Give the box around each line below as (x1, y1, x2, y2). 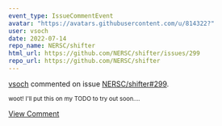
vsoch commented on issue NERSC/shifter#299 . (8, 78, 170, 89)
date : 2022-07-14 (8, 34, 67, 43)
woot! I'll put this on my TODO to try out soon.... (8, 94, 140, 103)
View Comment (8, 108, 60, 118)
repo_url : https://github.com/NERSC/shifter (8, 57, 161, 65)
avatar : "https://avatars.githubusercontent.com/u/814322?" (8, 19, 216, 27)
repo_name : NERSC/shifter (8, 42, 95, 50)
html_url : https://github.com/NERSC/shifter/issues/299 (8, 49, 200, 57)
